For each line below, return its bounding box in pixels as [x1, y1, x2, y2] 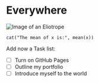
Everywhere [6, 4, 67, 17]
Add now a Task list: [6, 45, 56, 52]
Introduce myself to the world [14, 70, 87, 77]
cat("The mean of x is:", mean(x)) [6, 34, 94, 40]
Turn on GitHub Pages [14, 56, 69, 63]
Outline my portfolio [14, 63, 63, 70]
